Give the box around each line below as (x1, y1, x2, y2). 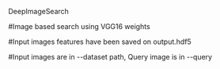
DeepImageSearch (8, 7, 70, 16)
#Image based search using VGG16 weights (8, 22, 150, 31)
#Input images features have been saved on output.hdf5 (8, 37, 192, 46)
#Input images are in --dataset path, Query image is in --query (8, 53, 212, 61)
